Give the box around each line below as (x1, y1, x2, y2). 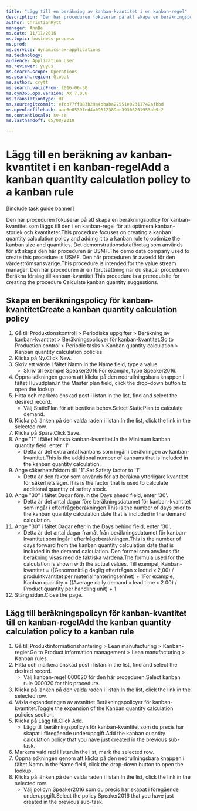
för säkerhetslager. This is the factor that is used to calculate (23, 479, 168, 486)
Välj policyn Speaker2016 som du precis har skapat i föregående (23, 786, 179, 793)
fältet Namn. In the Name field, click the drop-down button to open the (14, 761, 184, 768)
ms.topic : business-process (6, 36, 75, 42)
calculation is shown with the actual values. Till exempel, (23, 560, 160, 567)
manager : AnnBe (6, 25, 43, 31)
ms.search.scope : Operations (6, 69, 77, 75)
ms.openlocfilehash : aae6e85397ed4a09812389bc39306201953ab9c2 (6, 107, 164, 113)
